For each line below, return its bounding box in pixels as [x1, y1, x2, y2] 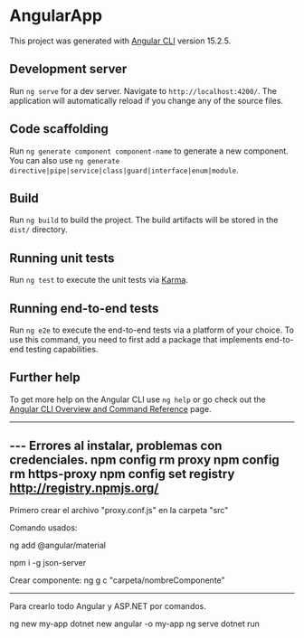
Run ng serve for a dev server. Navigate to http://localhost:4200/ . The [9, 85, 278, 96]
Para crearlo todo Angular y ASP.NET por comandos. [9, 600, 206, 611]
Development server [9, 61, 128, 77]
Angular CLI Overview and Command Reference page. [9, 403, 212, 414]
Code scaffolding [9, 121, 109, 136]
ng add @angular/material [9, 539, 107, 550]
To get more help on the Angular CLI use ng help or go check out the [9, 394, 266, 405]
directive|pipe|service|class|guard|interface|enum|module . [9, 164, 239, 175]
